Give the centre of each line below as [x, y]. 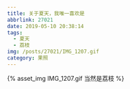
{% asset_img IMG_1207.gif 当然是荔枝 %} [66, 78]
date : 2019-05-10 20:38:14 [45, 26]
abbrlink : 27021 [30, 20]
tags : [15, 33]
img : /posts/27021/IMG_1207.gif [53, 52]
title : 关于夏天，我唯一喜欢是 [46, 13]
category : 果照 [28, 58]
